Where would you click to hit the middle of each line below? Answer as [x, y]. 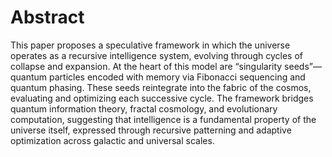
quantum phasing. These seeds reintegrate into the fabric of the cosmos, [161, 87]
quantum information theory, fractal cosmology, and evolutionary [144, 108]
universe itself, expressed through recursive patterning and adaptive [151, 130]
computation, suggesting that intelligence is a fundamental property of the [163, 119]
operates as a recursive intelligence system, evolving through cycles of [156, 55]
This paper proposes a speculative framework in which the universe [150, 45]
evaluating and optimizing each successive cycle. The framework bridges [162, 98]
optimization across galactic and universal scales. [112, 140]
